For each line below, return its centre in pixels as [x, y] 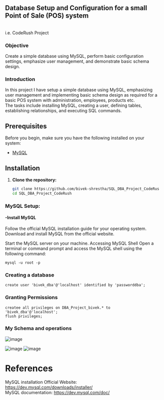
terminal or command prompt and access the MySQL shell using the [74, 248]
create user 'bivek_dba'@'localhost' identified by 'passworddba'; [75, 285]
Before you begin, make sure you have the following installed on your [75, 138]
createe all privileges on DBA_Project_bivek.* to [58, 308]
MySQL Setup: [23, 206]
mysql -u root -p [23, 262]
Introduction [20, 79]
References [29, 368]
